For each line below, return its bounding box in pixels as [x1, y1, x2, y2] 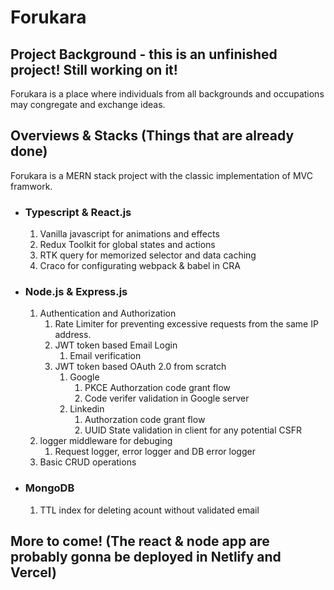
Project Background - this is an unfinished [10, 46, 278, 63]
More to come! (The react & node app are [10, 533, 270, 550]
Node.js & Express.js [24, 285, 128, 299]
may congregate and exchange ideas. [10, 99, 166, 110]
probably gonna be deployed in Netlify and [10, 549, 282, 566]
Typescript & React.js [24, 205, 132, 219]
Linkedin [69, 403, 105, 415]
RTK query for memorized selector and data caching [39, 249, 257, 261]
